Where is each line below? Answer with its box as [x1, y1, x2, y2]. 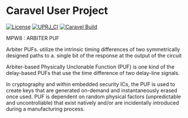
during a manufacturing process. [6, 105, 85, 112]
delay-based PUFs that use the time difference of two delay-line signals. [6, 69, 180, 76]
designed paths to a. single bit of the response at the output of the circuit [6, 52, 182, 59]
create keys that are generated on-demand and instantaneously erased [6, 87, 177, 94]
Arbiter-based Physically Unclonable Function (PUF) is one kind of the [6, 63, 175, 70]
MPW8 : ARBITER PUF [6, 34, 60, 41]
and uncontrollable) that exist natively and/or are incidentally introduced [6, 99, 179, 106]
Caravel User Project [6, 4, 108, 17]
